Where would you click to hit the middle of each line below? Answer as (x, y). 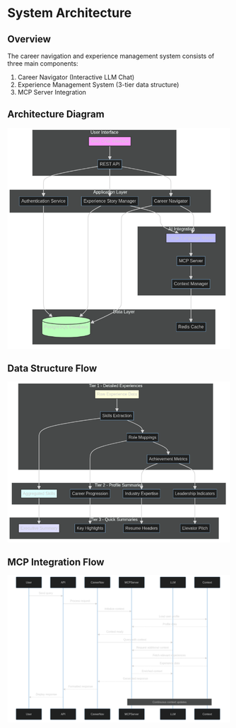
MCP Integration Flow (56, 562)
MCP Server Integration (52, 92)
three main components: (43, 64)
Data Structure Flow (52, 369)
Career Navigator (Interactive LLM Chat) (76, 77)
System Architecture (70, 13)
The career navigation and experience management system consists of (111, 56)
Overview (29, 39)
